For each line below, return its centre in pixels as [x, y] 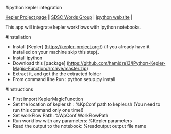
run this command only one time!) [48, 110]
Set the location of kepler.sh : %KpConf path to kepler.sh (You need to [87, 104]
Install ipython [27, 58]
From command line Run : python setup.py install [64, 79]
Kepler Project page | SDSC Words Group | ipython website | [69, 17]
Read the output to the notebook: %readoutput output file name [80, 126]
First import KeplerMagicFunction [48, 99]
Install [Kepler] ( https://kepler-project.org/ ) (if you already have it [81, 47]
